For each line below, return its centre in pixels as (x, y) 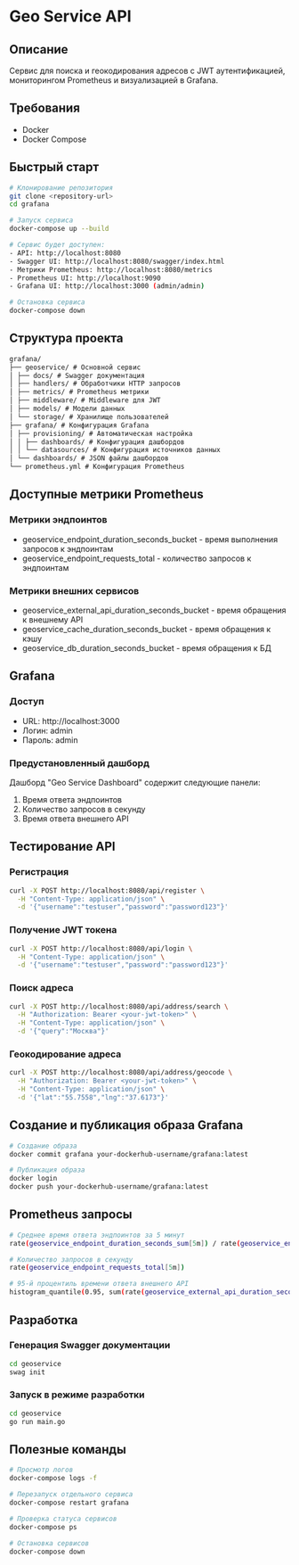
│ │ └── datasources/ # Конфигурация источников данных (115, 450)
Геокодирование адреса (65, 1054)
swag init (28, 1372)
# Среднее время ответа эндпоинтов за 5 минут (97, 1235)
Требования (44, 108)
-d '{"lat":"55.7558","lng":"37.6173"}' (93, 1097)
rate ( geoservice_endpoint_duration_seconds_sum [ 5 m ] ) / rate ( (125, 1243)
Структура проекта (66, 338)
